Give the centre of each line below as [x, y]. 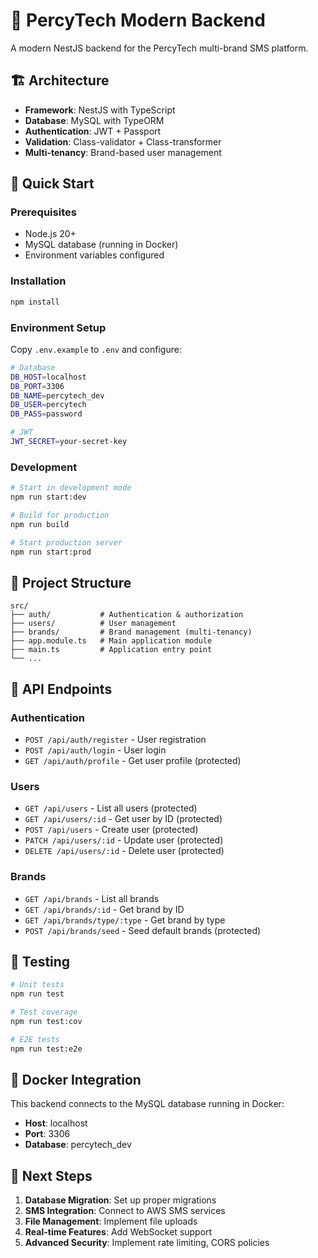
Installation [38, 281]
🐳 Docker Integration [76, 1080]
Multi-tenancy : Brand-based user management [123, 152]
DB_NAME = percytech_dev [57, 395]
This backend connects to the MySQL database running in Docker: [147, 1104]
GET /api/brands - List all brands [92, 898]
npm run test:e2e [46, 1049]
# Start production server [66, 542]
